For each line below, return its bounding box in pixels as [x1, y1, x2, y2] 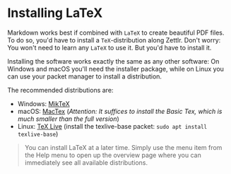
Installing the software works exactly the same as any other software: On [7, 57, 220, 65]
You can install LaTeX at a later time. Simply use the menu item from [24, 143, 223, 151]
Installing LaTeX [7, 5, 103, 21]
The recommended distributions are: [7, 86, 114, 94]
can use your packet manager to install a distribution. [7, 72, 162, 81]
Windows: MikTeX [17, 99, 70, 108]
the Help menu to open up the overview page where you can [24, 151, 201, 159]
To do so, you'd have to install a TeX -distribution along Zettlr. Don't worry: [7, 35, 221, 44]
